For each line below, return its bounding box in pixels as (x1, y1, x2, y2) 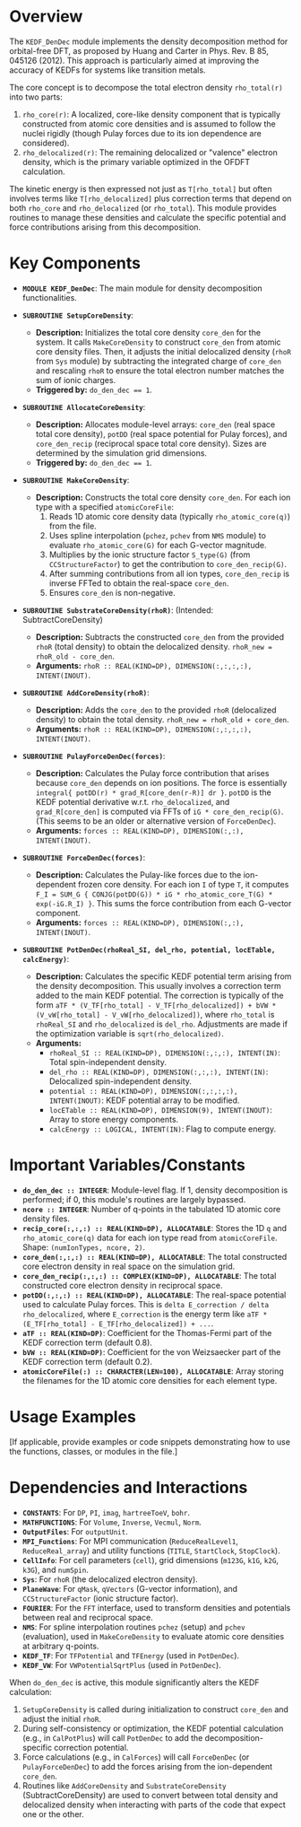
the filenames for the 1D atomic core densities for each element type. (21, 1375, 278, 1386)
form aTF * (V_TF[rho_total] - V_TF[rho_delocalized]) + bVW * (35, 999, 277, 1010)
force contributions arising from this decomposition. (9, 222, 202, 232)
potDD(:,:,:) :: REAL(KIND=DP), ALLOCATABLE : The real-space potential (21, 1289, 287, 1300)
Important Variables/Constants (9, 1155, 246, 1176)
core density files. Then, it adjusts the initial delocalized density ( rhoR (35, 345, 291, 356)
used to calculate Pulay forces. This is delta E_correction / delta (21, 1298, 270, 1309)
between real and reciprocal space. (21, 1612, 154, 1622)
